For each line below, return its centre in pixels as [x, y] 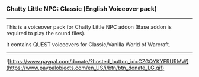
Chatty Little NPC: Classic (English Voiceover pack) [81, 9]
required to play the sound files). [46, 34]
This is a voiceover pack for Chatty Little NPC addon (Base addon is [89, 27]
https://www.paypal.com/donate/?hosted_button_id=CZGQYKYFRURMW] [99, 62]
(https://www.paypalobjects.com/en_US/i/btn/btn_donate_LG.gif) [85, 68]
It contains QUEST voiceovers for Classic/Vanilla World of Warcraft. [88, 45]
